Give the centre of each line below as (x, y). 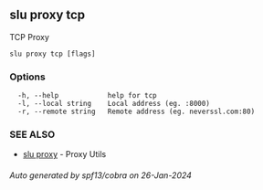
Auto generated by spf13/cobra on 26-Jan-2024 (100, 175)
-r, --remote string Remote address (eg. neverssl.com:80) (137, 112)
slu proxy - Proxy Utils (64, 154)
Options (27, 77)
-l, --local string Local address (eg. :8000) (114, 104)
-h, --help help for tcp (87, 96)
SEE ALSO (32, 134)
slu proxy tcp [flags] (53, 54)
